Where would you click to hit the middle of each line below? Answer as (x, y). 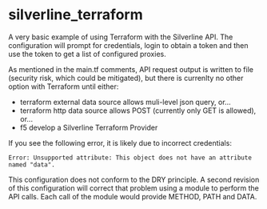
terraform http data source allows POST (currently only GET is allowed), (138, 111)
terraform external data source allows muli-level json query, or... (125, 102)
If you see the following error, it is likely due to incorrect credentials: (120, 143)
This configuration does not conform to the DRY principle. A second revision (134, 179)
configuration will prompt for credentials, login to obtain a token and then (129, 45)
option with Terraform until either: (64, 86)
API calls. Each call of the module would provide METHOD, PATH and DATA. (133, 196)
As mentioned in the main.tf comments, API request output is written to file (131, 69)
